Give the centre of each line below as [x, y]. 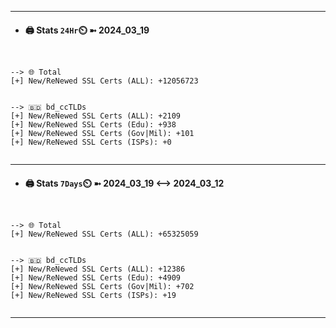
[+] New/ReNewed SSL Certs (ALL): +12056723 [104, 81]
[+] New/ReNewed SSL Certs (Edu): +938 [93, 125]
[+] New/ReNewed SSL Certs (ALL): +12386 [98, 269]
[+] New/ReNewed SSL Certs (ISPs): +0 [91, 142]
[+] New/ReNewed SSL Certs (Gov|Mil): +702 [102, 287]
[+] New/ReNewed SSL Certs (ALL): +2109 [96, 116]
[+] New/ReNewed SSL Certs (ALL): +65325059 [104, 234]
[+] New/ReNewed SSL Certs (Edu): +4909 [96, 278]
